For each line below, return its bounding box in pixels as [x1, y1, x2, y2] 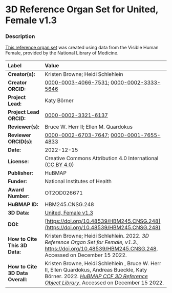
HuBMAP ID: [8, 201, 38, 208]
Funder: [8, 178, 27, 185]
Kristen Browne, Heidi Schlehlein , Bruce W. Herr [45, 260, 162, 267]
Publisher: [8, 169, 33, 177]
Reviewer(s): [8, 123, 39, 130]
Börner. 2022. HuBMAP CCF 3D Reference [45, 273, 148, 280]
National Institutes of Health [45, 178, 112, 185]
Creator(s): [8, 71, 35, 78]
